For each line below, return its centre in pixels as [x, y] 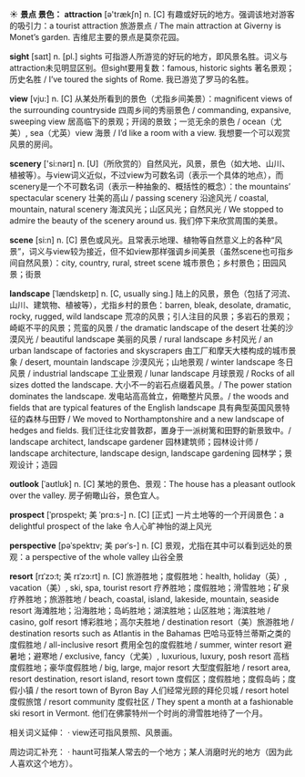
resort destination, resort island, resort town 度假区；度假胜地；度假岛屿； [149, 679]
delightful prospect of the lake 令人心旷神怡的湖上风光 [111, 526]
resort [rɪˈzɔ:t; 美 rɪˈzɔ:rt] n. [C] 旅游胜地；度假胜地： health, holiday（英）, [148, 576]
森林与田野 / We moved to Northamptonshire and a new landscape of [155, 419]
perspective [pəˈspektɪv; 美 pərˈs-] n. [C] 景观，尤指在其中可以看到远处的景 [151, 545]
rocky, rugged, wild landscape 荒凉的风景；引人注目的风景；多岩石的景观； [151, 316]
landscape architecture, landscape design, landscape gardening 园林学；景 [151, 453]
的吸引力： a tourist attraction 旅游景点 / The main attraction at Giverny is [146, 26]
